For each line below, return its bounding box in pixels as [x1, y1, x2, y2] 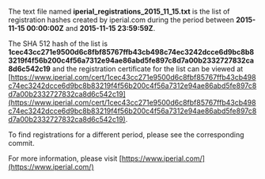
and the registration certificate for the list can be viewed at [52, 64, 244, 74]
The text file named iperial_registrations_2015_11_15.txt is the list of [8, 7, 230, 16]
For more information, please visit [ [8, 154, 123, 163]
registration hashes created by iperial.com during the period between [8, 15, 235, 25]
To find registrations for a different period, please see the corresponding [8, 130, 244, 139]
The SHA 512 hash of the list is [8, 39, 108, 48]
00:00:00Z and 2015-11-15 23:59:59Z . [26, 24, 156, 32]
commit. [8, 139, 35, 147]
